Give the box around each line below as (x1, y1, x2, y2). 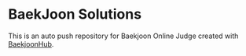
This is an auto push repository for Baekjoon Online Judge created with (8, 31, 239, 40)
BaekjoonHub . (8, 39, 54, 48)
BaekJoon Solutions (8, 5, 142, 23)
